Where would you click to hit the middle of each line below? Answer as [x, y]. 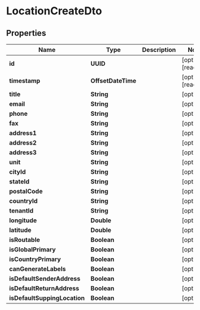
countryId [24, 201]
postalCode [26, 191]
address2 [23, 143]
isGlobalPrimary [32, 249]
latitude [20, 230]
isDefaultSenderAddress [45, 279]
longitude [23, 220]
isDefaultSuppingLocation [47, 298]
